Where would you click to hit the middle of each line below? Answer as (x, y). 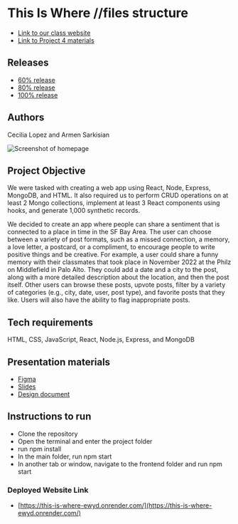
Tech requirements (50, 322)
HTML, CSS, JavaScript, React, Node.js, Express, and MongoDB (101, 340)
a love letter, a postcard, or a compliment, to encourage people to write (111, 247)
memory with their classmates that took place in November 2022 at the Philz (119, 262)
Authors (26, 118)
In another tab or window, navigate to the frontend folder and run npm (120, 463)
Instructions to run (49, 417)
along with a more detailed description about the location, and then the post (118, 277)
